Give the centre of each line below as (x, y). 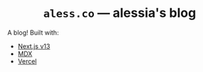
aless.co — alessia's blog (120, 13)
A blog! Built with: (33, 32)
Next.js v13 (34, 46)
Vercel (27, 61)
